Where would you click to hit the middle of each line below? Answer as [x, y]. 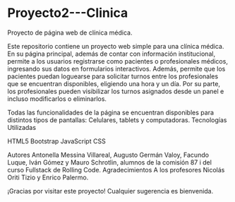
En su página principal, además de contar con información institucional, [112, 54]
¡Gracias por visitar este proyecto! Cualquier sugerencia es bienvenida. [110, 191]
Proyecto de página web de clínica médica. [70, 32]
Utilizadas [22, 127]
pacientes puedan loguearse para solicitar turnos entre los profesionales [113, 76]
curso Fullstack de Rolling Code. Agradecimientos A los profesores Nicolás [116, 170]
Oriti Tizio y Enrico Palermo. [48, 177]
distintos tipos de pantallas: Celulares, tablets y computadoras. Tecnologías [117, 120]
